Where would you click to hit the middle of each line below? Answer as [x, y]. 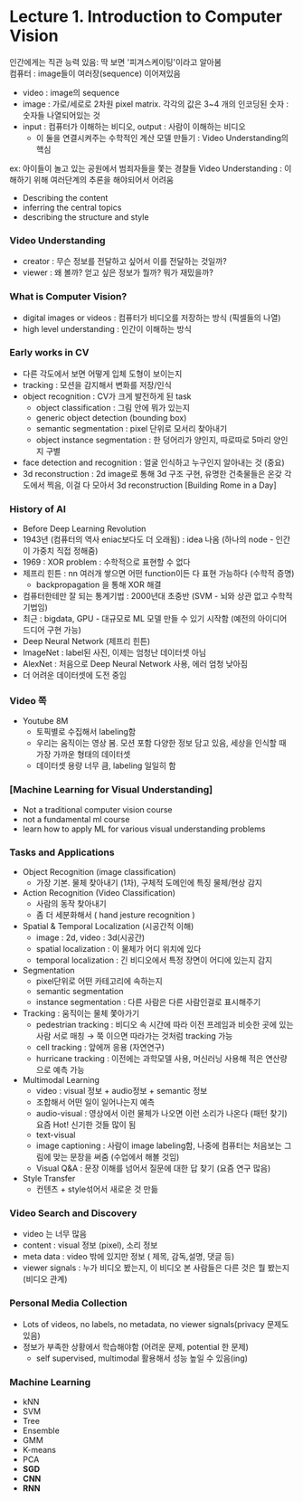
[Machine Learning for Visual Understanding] [111, 790]
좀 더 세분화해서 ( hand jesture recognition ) [115, 915]
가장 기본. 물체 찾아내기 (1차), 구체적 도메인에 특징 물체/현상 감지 [149, 883]
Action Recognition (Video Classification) [99, 893]
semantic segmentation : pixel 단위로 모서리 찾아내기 [132, 428]
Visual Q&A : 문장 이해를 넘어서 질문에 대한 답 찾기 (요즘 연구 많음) [153, 1168]
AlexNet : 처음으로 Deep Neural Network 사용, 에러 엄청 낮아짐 [135, 664]
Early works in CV [49, 353]
